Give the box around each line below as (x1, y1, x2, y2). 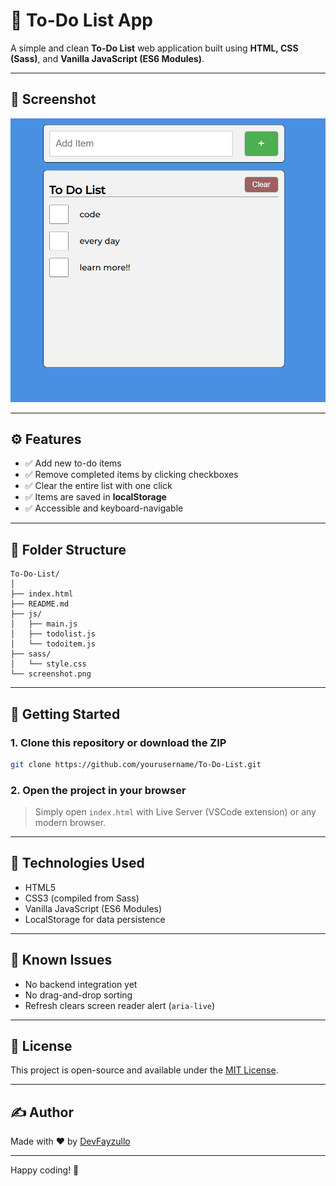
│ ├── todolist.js (10, 629, 97, 639)
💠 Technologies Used (10, 855, 145, 872)
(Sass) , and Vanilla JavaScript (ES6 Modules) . (10, 52, 205, 64)
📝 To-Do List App (10, 9, 153, 32)
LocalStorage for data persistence (24, 913, 166, 925)
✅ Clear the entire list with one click (24, 480, 173, 492)
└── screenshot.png (10, 669, 92, 679)
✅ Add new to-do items (24, 457, 122, 469)
